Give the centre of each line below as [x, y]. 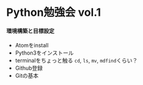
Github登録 [29, 68]
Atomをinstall [32, 46]
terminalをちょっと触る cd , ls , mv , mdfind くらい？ [76, 61]
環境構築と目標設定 [30, 30]
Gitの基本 [27, 76]
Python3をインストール [44, 53]
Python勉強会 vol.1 [54, 12]
